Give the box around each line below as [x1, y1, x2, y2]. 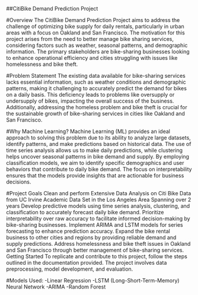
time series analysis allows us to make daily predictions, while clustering [6, 147, 183, 154]
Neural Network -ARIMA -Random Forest [6, 283, 106, 290]
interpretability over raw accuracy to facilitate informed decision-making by [6, 215, 191, 222]
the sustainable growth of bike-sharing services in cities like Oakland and [6, 110, 186, 117]
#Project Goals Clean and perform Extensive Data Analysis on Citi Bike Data [6, 190, 191, 196]
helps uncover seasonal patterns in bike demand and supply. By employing [6, 153, 190, 160]
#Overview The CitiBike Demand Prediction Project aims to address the [6, 17, 180, 23]
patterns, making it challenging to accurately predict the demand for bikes [6, 85, 187, 91]
